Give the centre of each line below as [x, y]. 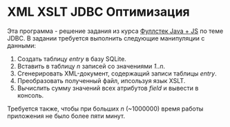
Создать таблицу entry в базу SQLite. [71, 58]
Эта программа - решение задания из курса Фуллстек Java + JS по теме [115, 31]
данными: [22, 45]
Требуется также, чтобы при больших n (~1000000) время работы [105, 108]
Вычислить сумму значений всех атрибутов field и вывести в [108, 88]
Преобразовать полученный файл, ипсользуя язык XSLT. [101, 80]
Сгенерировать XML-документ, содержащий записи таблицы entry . [117, 73]
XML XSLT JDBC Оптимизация [98, 12]
